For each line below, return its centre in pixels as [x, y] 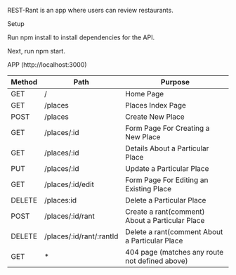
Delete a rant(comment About [174, 232]
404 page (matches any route [175, 252]
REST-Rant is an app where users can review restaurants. [90, 10]
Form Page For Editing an [167, 180]
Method [24, 82]
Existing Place [149, 189]
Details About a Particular [167, 148]
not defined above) [157, 261]
